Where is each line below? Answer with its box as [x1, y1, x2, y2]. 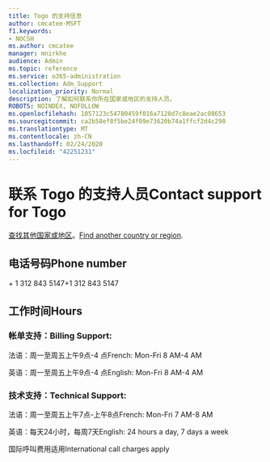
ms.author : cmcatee [8, 42, 74, 50]
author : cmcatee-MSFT [8, 19, 82, 28]
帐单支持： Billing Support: [8, 330, 112, 341]
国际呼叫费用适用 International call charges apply [8, 444, 170, 454]
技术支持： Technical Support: [8, 390, 127, 401]
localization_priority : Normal [8, 87, 114, 96]
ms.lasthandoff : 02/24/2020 [8, 139, 103, 148]
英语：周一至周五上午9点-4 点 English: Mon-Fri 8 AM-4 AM [8, 367, 204, 377]
